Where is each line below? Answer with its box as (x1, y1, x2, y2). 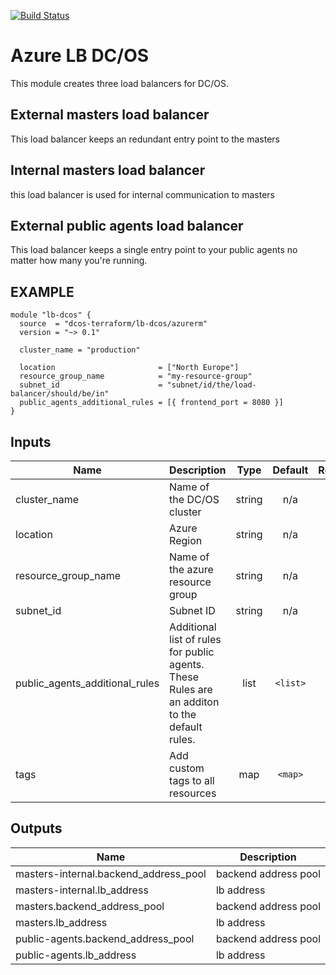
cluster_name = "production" (19, 345, 141, 355)
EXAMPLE (10, 283, 75, 300)
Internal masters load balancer (10, 162, 206, 179)
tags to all (169, 774, 215, 787)
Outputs (10, 820, 63, 837)
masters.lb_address (15, 915, 108, 929)
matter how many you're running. (10, 255, 148, 267)
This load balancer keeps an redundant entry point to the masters (10, 133, 280, 145)
